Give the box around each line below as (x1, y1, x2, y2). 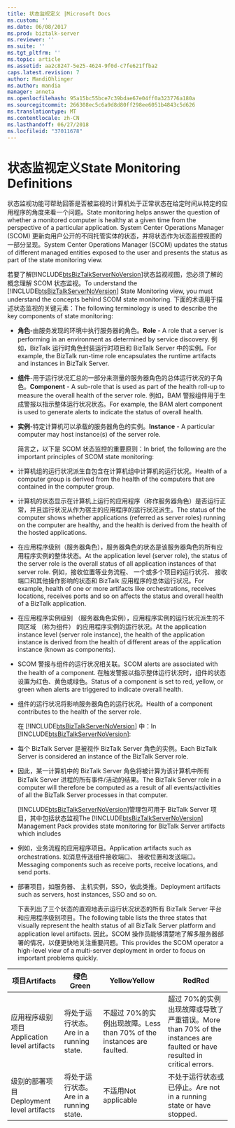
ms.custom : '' (7, 17, 49, 24)
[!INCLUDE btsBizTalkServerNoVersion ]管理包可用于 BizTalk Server (17, 806, 209, 814)
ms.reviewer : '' (7, 36, 55, 43)
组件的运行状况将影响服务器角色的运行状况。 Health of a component (17, 700, 213, 708)
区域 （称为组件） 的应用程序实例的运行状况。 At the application (23, 623, 206, 631)
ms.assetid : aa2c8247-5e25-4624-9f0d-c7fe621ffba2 (7, 62, 158, 69)
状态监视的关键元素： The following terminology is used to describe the (13, 304, 218, 313)
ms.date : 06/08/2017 (7, 23, 68, 30)
